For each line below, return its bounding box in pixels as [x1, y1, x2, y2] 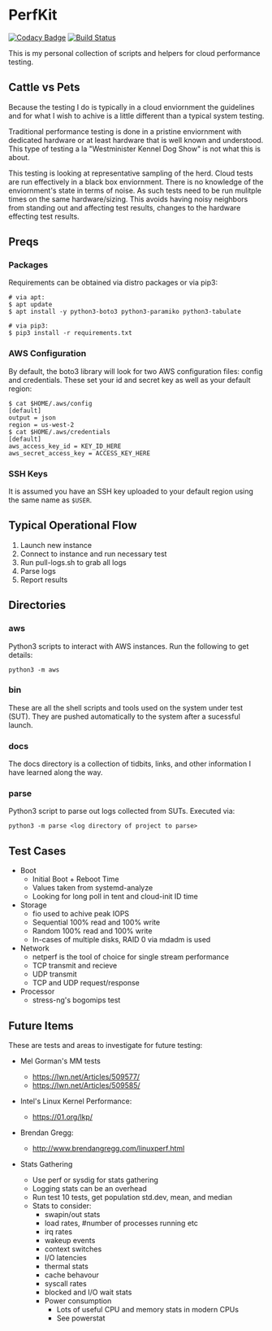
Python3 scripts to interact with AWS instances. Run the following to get [8, 641, 249, 651]
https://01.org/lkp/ [32, 1112, 93, 1122]
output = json [8, 413, 57, 422]
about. [8, 152, 30, 162]
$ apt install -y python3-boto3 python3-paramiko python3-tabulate [8, 307, 242, 316]
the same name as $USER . [8, 495, 93, 505]
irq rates [44, 1227, 73, 1237]
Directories [8, 598, 67, 612]
